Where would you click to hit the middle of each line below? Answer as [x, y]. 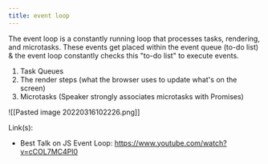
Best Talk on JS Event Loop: [66, 143]
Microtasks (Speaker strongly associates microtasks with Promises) [132, 96]
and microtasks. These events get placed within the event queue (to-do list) [134, 47]
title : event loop [39, 16]
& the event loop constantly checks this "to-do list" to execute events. [124, 55]
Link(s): [21, 127]
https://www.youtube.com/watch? [171, 143]
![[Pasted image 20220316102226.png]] [74, 112]
